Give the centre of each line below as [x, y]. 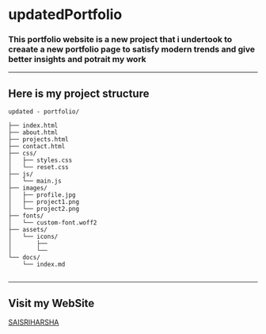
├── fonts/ [26, 216]
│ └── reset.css [38, 167]
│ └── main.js [35, 181]
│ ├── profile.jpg [42, 195]
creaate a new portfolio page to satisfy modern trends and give [132, 49]
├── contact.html [37, 147]
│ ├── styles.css [40, 160]
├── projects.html [38, 140]
